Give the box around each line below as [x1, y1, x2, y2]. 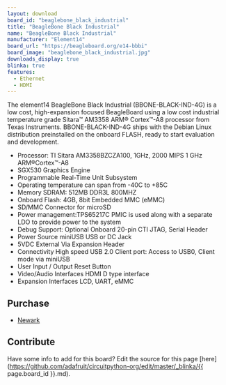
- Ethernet [13, 75, 45, 82]
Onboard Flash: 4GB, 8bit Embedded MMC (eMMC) [17, 196, 166, 204]
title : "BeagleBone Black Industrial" [7, 23, 120, 30]
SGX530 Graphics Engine [17, 166, 90, 174]
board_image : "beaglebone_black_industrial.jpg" [7, 50, 151, 56]
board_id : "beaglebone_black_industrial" [7, 17, 129, 24]
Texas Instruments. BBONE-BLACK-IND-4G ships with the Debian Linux [7, 123, 212, 131]
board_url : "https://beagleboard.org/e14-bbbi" [7, 43, 148, 50]
